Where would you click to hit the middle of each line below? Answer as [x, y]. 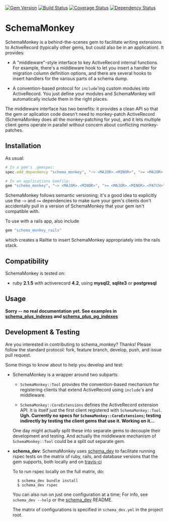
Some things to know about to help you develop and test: [64, 364]
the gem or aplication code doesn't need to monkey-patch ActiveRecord [80, 114]
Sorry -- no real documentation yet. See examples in [61, 311]
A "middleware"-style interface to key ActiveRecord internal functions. [85, 62]
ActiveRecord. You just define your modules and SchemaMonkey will [84, 94]
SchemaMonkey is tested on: [35, 273]
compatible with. [22, 211]
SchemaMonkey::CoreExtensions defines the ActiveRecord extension [89, 405]
